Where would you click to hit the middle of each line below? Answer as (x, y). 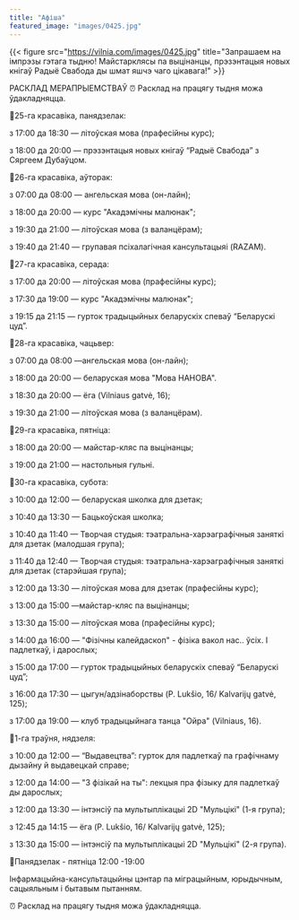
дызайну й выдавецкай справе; (69, 765)
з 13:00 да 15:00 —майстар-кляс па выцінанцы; (99, 605)
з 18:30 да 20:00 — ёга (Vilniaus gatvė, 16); (90, 395)
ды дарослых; (36, 792)
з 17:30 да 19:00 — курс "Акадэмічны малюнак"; (102, 299)
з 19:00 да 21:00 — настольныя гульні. (82, 464)
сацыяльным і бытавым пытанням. (76, 888)
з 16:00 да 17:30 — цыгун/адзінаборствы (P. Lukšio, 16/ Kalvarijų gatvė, (143, 694)
